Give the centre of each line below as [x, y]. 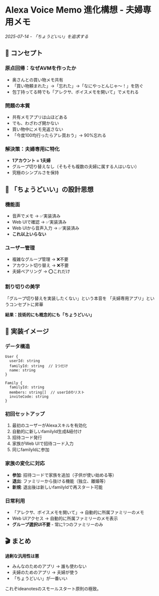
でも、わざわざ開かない [35, 123]
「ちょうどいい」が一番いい [40, 578]
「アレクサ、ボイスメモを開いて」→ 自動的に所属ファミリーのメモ [78, 513]
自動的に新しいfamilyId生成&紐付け [47, 432]
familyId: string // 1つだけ [39, 366]
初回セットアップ [25, 414]
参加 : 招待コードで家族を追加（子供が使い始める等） [64, 475]
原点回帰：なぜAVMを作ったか [41, 68]
